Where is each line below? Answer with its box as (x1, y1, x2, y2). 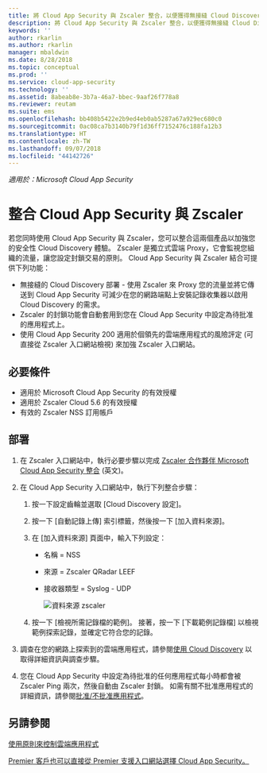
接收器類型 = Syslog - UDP (43, 583, 131, 593)
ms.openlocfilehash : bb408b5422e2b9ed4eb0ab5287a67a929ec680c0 (8, 115, 222, 123)
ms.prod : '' (8, 71, 48, 79)
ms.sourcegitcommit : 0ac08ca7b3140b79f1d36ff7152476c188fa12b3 (8, 122, 222, 130)
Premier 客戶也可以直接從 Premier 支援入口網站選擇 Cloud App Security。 (8, 756, 250, 765)
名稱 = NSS (43, 550, 81, 559)
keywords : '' (8, 26, 52, 34)
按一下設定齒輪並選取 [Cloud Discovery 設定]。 (31, 499, 186, 508)
